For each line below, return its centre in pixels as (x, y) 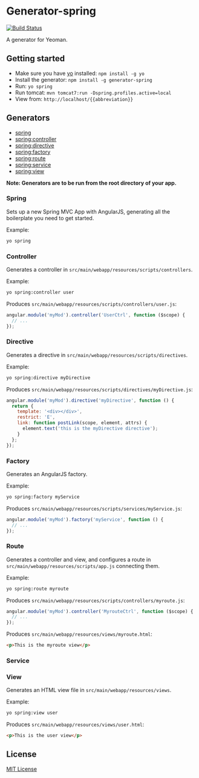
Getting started (36, 59)
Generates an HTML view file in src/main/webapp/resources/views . (89, 690)
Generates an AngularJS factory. (47, 474)
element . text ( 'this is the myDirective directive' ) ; (90, 429)
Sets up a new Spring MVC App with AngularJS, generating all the (88, 211)
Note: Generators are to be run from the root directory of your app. (91, 183)
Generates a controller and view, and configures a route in (79, 559)
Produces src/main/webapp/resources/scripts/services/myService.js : (94, 508)
